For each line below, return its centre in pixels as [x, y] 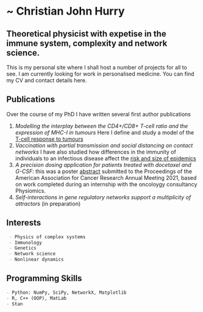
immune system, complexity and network [87, 43]
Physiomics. [30, 191]
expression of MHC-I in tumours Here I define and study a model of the [105, 132]
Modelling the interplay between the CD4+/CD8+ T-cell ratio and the [101, 126]
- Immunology [26, 243]
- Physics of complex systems [47, 237]
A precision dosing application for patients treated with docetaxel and [103, 165]
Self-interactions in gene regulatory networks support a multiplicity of [103, 197]
